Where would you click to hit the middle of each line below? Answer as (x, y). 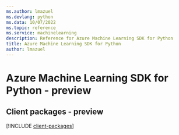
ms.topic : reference (31, 28)
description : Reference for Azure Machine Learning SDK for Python (90, 38)
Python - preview (49, 90)
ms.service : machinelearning (41, 33)
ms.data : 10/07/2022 (31, 22)
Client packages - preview (55, 112)
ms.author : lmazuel (30, 11)
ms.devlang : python (30, 17)
